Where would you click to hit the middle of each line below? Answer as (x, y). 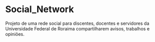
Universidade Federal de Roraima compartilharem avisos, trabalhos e (77, 28)
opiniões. (15, 34)
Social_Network (40, 9)
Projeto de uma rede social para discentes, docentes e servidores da (77, 23)
